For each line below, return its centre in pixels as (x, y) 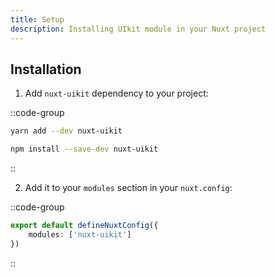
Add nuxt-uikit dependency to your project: (116, 93)
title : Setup (37, 19)
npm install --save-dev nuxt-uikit (84, 149)
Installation (46, 69)
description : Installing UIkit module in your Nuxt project (138, 29)
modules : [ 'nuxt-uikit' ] (80, 234)
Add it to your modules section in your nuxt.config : (128, 188)
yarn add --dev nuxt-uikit (66, 131)
